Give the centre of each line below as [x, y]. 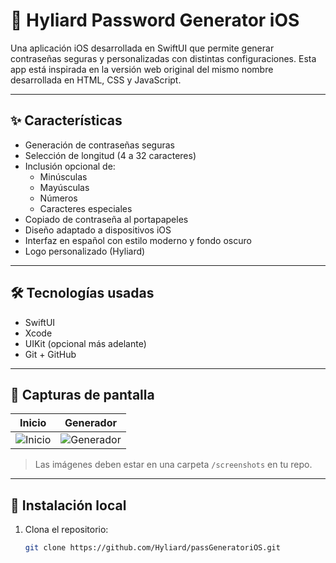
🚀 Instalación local [68, 505]
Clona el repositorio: [66, 530]
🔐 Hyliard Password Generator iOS [155, 20]
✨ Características [66, 120]
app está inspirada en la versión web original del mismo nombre [142, 69]
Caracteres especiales [86, 208]
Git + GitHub [50, 354]
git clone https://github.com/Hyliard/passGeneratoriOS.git [152, 548]
